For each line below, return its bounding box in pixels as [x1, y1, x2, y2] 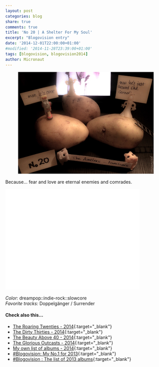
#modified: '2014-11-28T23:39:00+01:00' [5, 46, 93, 51]
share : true [5, 19, 31, 24]
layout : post [5, 8, 33, 13]
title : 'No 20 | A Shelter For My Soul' [5, 30, 93, 35]
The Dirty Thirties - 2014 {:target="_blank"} [12, 329, 103, 335]
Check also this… [5, 312, 43, 318]
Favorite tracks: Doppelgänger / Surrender [5, 300, 95, 307]
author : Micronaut [5, 57, 44, 62]
